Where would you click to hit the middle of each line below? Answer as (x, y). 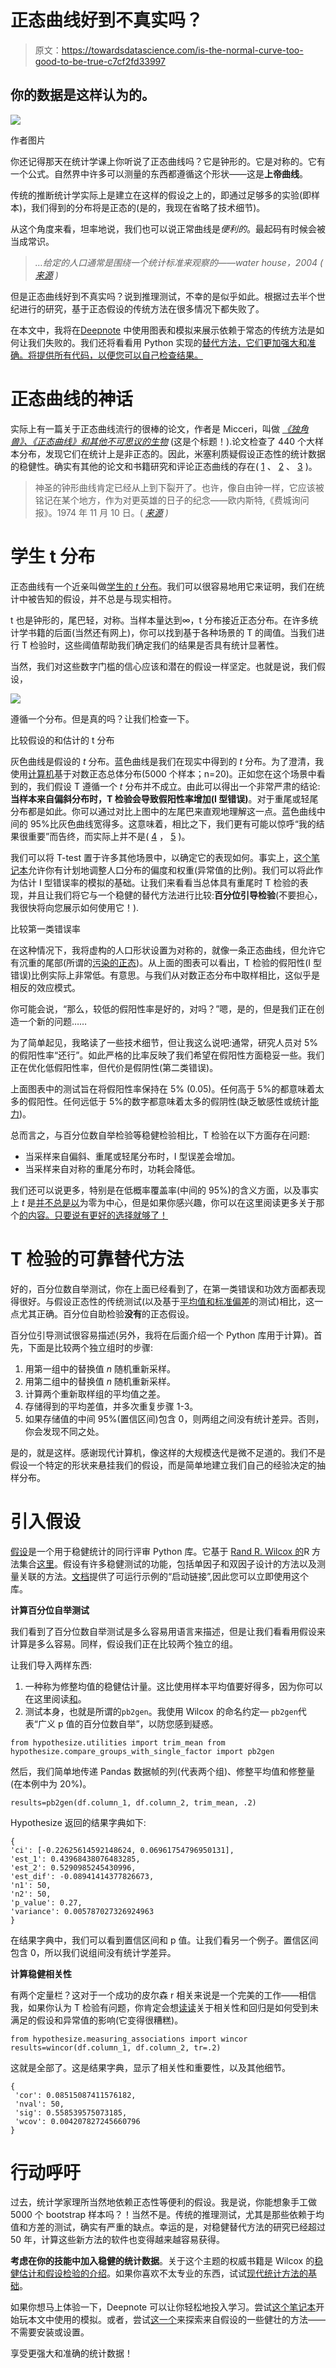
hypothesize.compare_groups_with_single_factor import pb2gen (142, 1751)
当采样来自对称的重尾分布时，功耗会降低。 (112, 1168)
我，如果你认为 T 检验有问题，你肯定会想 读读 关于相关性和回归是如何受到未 (164, 2007)
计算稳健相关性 (41, 1973)
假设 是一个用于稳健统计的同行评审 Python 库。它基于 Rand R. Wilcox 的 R (160, 1551)
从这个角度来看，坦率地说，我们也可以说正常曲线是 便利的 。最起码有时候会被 (168, 228)
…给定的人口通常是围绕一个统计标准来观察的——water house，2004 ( (179, 262)
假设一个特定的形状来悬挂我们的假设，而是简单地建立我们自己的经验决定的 (163, 1465)
